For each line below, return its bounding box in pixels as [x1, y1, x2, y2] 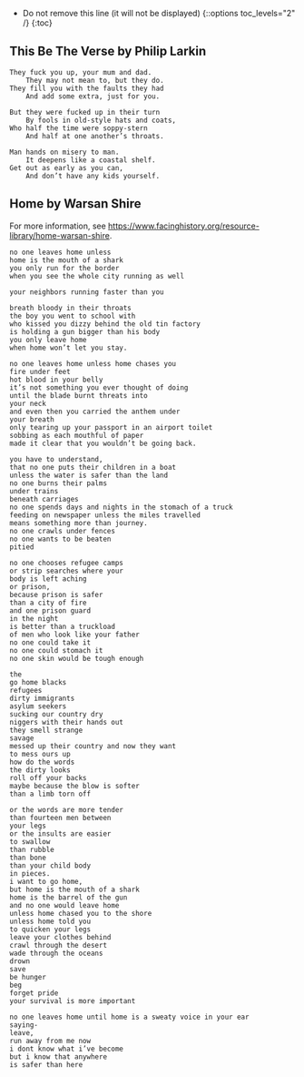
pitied [9, 542, 34, 552]
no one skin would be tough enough [9, 654, 144, 663]
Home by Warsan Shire [9, 196, 142, 212]
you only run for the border [9, 263, 120, 272]
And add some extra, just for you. [25, 91, 161, 101]
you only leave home [9, 335, 88, 344]
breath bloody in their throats [9, 303, 132, 312]
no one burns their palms [9, 478, 107, 488]
